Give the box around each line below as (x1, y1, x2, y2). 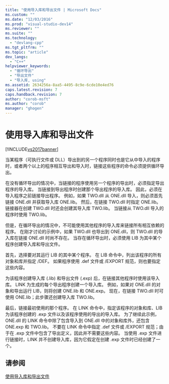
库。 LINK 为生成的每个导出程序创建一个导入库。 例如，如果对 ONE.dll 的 (5, 281, 156, 288)
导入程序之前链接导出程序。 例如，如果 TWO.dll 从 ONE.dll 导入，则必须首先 (5, 192, 163, 198)
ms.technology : (5, 36, 37, 41)
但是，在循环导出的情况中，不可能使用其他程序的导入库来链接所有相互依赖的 (5, 222, 164, 228)
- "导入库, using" (10, 78, 46, 83)
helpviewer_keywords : (5, 64, 51, 69)
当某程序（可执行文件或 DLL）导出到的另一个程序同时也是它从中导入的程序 (5, 156, 160, 162)
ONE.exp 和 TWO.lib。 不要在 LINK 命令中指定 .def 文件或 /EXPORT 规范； (5, 323, 159, 330)
